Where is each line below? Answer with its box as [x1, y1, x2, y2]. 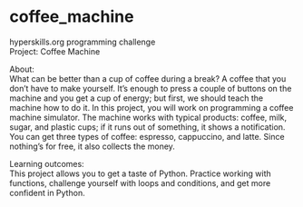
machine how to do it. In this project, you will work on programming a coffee [9, 102, 294, 113]
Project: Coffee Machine [9, 45, 101, 56]
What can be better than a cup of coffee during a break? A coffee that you [9, 73, 287, 84]
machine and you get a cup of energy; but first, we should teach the [9, 93, 264, 103]
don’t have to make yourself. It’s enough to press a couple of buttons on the [9, 83, 292, 94]
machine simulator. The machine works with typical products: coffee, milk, [9, 112, 288, 123]
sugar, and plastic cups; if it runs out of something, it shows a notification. [9, 121, 286, 133]
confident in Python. [9, 187, 85, 198]
